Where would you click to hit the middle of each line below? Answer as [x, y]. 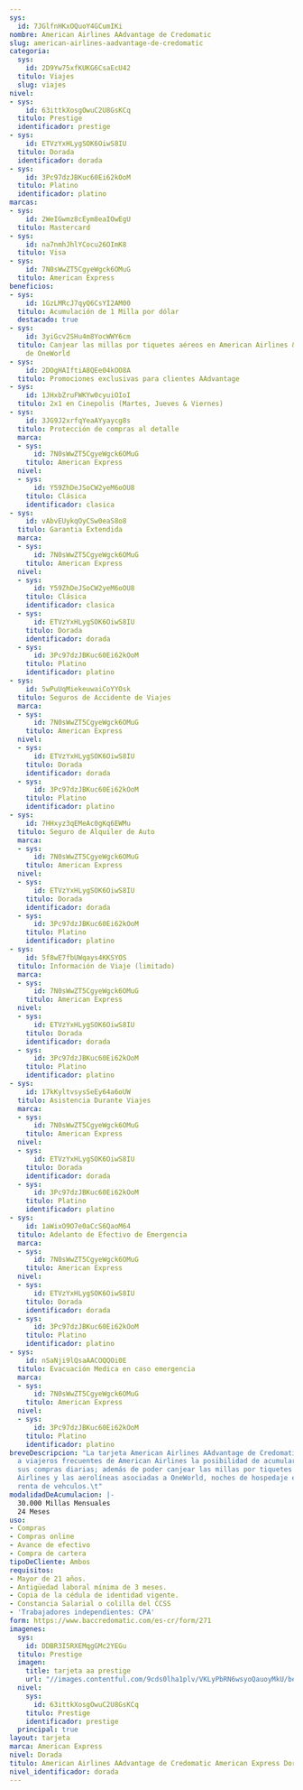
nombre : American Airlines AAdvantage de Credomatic [110, 34]
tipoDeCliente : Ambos [50, 1562]
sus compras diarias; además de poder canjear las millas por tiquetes [155, 1470]
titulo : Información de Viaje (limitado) [96, 966]
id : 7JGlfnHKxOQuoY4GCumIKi [70, 26]
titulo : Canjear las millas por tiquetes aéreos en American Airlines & [157, 345]
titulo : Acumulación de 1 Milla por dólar [98, 311]
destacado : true [48, 320]
